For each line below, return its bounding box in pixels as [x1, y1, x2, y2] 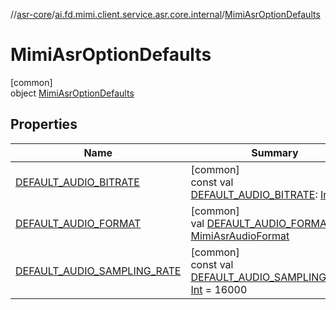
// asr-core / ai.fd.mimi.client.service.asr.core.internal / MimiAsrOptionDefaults [10, 9, 321, 20]
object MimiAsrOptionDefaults [10, 87, 135, 99]
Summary [251, 145, 299, 159]
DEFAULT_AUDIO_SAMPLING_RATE [15, 264, 182, 278]
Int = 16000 [190, 282, 248, 296]
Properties [10, 116, 78, 133]
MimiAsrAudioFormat [190, 229, 290, 243]
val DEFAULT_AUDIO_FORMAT [190, 216, 333, 230]
